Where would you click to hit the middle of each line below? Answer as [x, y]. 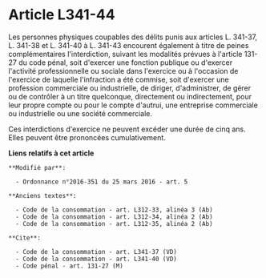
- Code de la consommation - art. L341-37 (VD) [97, 252]
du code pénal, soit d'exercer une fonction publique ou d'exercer [126, 62]
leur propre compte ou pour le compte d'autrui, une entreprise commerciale [133, 105]
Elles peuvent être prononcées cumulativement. [87, 137]
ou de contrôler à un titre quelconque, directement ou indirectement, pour [130, 96]
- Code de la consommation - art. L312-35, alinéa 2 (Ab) [115, 224]
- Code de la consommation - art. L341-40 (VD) [97, 259]
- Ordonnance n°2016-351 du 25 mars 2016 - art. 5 [102, 182]
